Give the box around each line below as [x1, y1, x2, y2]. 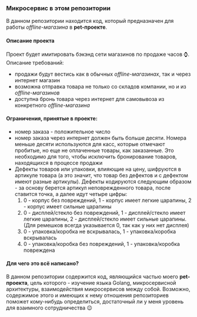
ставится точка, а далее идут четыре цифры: [14, 190, 128, 197]
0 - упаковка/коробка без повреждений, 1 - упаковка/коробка [23, 240, 181, 247]
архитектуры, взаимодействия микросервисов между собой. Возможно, [6, 285, 191, 292]
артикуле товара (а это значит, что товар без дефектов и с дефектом [14, 171, 188, 178]
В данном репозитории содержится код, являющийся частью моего [6, 273, 178, 280]
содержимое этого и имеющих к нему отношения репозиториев [6, 292, 169, 299]
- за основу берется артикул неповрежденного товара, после [14, 184, 171, 191]
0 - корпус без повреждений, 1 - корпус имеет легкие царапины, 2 [23, 197, 192, 204]
